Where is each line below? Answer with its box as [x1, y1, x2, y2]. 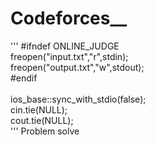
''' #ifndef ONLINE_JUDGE [10, 40, 120, 52]
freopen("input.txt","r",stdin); [10, 50, 129, 62]
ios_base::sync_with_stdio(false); [10, 93, 147, 105]
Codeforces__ [10, 7, 128, 30]
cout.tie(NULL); [10, 114, 74, 126]
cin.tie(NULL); [10, 103, 68, 116]
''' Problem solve [10, 125, 80, 137]
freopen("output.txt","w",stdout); [10, 61, 145, 73]
